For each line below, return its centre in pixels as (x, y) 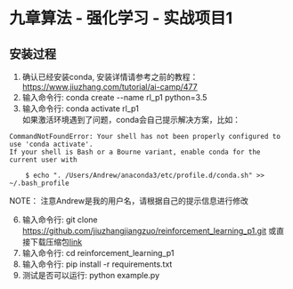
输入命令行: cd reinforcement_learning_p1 (98, 253)
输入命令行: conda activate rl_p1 (81, 108)
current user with (43, 160)
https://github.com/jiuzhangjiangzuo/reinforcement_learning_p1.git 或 (149, 231)
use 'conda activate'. (51, 144)
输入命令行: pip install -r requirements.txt (97, 264)
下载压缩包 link (56, 242)
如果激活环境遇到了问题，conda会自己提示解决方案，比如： (131, 120)
